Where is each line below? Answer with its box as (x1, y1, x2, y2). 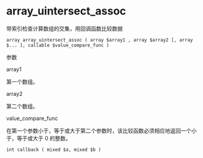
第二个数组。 (6, 103, 38, 110)
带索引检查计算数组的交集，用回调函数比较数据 (6, 25, 123, 32)
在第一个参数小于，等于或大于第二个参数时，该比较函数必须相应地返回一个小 (6, 127, 197, 134)
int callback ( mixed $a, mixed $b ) (6, 147, 101, 153)
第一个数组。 (6, 78, 38, 85)
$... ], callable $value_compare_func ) (6, 42, 110, 48)
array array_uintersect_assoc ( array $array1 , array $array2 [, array (6, 37, 193, 43)
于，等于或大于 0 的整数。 (6, 134, 71, 142)
